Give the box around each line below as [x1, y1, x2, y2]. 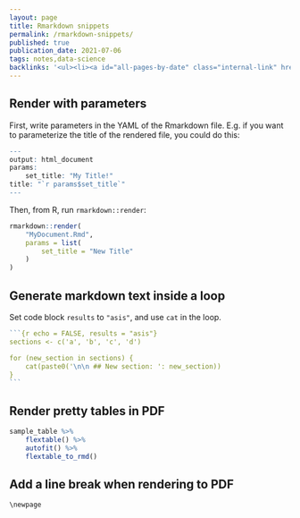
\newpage [9, 500, 42, 510]
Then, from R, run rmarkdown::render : [9, 204, 147, 215]
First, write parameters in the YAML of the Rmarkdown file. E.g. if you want [9, 120, 284, 131]
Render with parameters [9, 96, 147, 112]
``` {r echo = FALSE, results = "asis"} [9, 329, 158, 338]
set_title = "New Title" [41, 247, 134, 256]
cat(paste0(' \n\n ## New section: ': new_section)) [25, 361, 221, 371]
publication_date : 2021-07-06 [9, 47, 122, 55]
